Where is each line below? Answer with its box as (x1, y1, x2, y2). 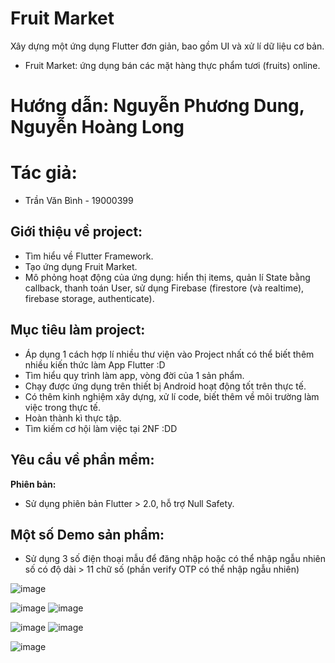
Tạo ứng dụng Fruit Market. (24, 260, 138, 272)
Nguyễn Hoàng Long (10, 116, 185, 139)
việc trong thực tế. (24, 401, 102, 413)
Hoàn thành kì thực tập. (24, 412, 122, 424)
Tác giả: (10, 162, 78, 184)
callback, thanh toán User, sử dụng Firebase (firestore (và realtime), (24, 282, 305, 294)
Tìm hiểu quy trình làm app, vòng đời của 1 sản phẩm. (24, 369, 245, 381)
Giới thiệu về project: (10, 223, 143, 241)
